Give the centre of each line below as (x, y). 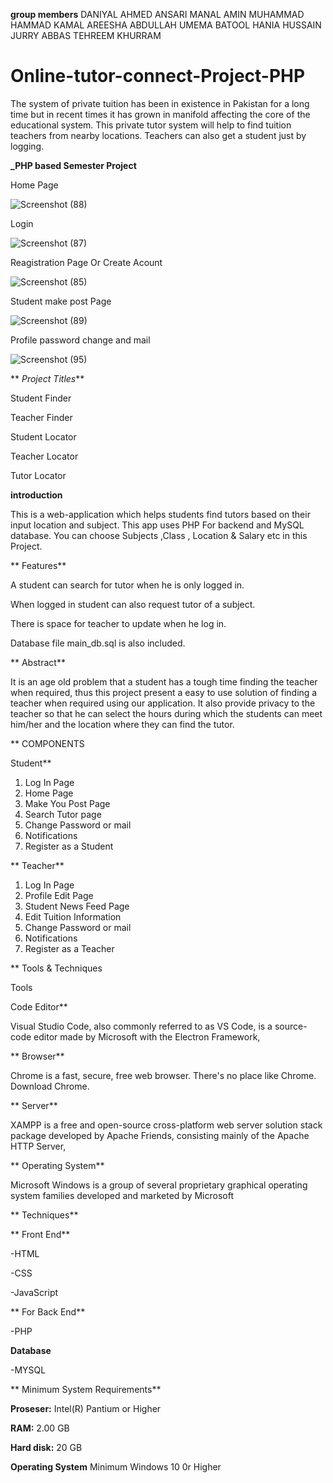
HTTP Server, (38, 1146)
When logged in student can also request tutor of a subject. (133, 604)
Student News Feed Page (77, 906)
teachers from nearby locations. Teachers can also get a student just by (158, 135)
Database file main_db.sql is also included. (98, 643)
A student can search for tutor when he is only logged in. (127, 585)
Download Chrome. (50, 1086)
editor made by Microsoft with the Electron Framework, (147, 1036)
